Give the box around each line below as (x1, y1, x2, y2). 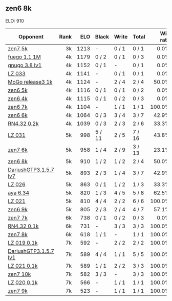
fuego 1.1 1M (8, 53, 41, 61)
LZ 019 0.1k (8, 239, 38, 246)
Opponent (18, 33, 44, 40)
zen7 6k (8, 146, 28, 153)
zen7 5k (8, 45, 28, 52)
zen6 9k (8, 206, 28, 213)
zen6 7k (8, 103, 28, 110)
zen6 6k (8, 111, 28, 118)
